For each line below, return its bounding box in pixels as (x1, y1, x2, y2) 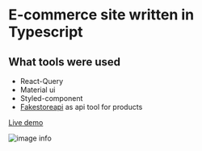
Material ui (19, 85, 56, 94)
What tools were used (8, 55, 121, 69)
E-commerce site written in (8, 6, 195, 24)
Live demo (8, 118, 44, 127)
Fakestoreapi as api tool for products (19, 103, 143, 111)
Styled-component (19, 94, 83, 103)
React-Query (19, 77, 64, 86)
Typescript (8, 23, 83, 41)
